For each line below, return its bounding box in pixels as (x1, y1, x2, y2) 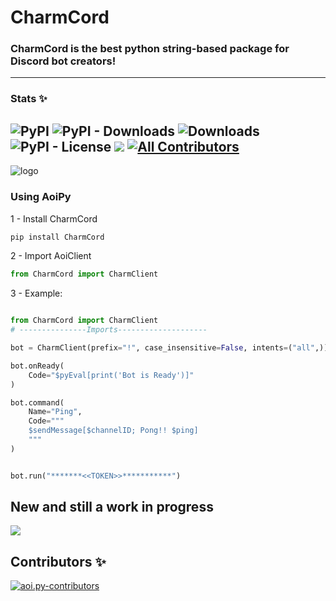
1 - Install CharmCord (10, 212, 98, 225)
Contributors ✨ (10, 553, 107, 570)
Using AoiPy (10, 190, 72, 204)
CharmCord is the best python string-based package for (10, 42, 290, 56)
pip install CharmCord (10, 232, 105, 242)
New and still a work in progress (10, 499, 214, 516)
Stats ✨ (10, 92, 48, 106)
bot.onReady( (10, 361, 65, 371)
